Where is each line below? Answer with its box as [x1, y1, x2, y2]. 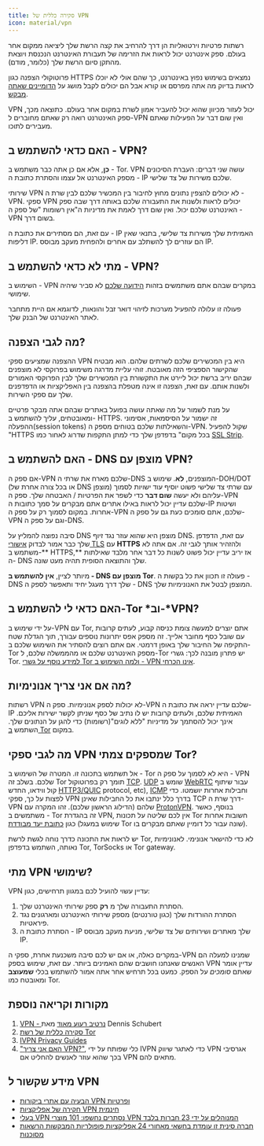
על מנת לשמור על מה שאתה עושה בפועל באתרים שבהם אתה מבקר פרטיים [8, 404, 230, 414]
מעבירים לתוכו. [8, 121, 53, 131]
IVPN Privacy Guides [19, 1035, 87, 1045]
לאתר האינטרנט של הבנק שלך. [8, 312, 100, 322]
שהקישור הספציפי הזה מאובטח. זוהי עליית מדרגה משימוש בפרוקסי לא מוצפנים [8, 364, 238, 374]
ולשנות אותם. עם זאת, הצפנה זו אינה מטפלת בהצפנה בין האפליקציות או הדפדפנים [8, 381, 250, 390]
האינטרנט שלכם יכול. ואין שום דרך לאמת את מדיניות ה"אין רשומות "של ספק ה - [8, 205, 243, 215]
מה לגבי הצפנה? [8, 335, 86, 348]
